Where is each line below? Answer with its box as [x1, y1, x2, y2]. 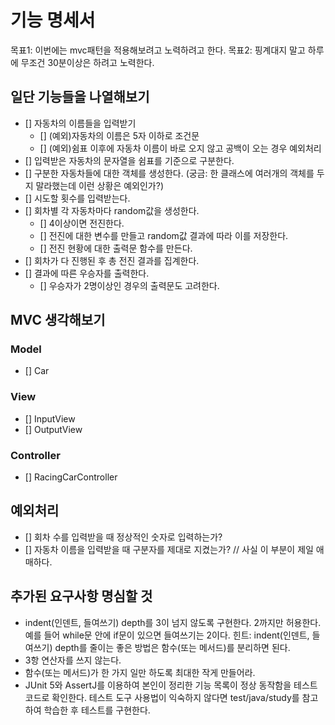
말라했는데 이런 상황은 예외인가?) [35, 179, 165, 191]
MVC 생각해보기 [10, 312, 106, 329]
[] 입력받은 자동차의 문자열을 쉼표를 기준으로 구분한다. [24, 154, 235, 166]
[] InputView [24, 412, 76, 425]
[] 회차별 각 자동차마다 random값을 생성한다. [24, 204, 200, 216]
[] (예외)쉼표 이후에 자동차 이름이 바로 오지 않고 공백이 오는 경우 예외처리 [39, 142, 322, 154]
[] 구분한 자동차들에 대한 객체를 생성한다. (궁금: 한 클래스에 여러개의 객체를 [24, 167, 315, 179]
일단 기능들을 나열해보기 [10, 89, 150, 106]
